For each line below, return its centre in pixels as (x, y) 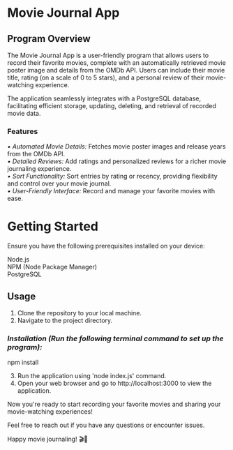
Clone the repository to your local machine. (79, 313)
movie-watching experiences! (50, 412)
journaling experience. (39, 169)
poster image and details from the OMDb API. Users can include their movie (116, 70)
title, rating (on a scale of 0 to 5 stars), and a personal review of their (106, 77)
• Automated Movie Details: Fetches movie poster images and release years (116, 147)
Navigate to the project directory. (65, 321)
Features (23, 131)
